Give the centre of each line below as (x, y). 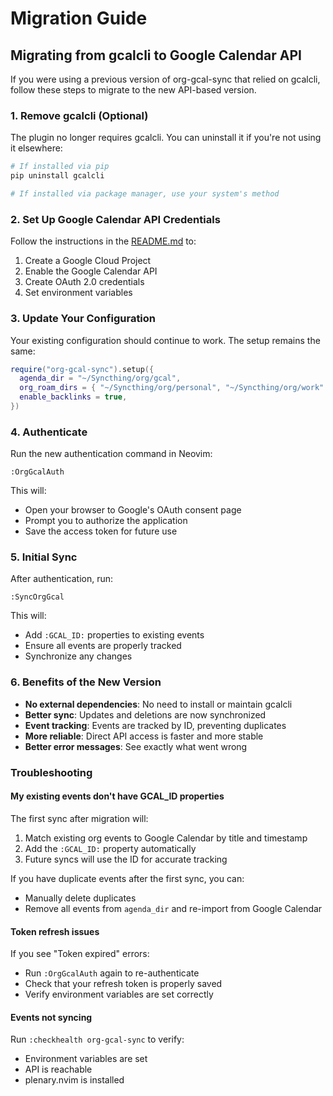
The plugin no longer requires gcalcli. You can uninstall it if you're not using (166, 138)
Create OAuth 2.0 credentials (84, 282)
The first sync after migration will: (79, 818)
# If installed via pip (60, 167)
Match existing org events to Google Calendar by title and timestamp (166, 838)
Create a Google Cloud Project (88, 261)
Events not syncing (51, 1017)
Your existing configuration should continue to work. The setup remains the (165, 340)
